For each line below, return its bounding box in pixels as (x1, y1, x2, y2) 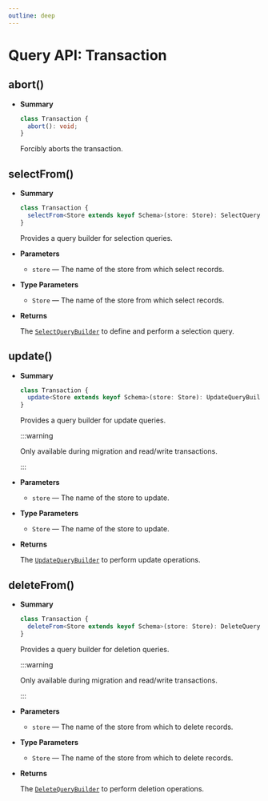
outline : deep (8, 11, 56, 20)
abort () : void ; (27, 122, 78, 130)
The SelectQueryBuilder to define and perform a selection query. (19, 326, 234, 336)
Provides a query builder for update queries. (19, 415, 166, 425)
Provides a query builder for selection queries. (19, 233, 174, 242)
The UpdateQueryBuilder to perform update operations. (19, 555, 202, 565)
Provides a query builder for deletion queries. (19, 644, 170, 654)
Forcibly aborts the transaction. (19, 144, 124, 154)
